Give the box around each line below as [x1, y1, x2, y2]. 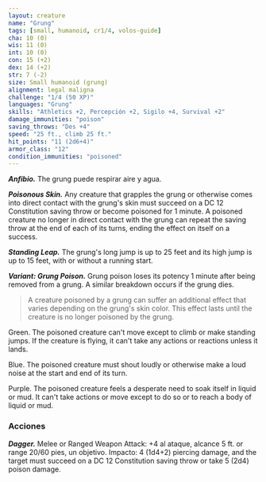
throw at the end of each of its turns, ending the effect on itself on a [8, 224, 230, 233]
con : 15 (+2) [8, 57, 52, 65]
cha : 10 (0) [8, 33, 48, 42]
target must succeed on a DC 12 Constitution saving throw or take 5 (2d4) [8, 456, 250, 465]
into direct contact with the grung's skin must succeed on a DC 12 [8, 198, 224, 208]
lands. [8, 344, 29, 355]
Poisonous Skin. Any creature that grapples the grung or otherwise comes [8, 190, 253, 199]
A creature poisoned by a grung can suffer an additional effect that [27, 296, 246, 305]
